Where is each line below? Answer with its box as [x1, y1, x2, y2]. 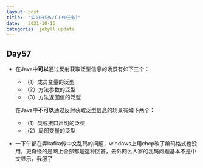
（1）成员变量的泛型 [24, 79, 75, 86]
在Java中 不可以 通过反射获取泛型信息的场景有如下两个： [15, 107, 156, 114]
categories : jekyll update [6, 26, 75, 32]
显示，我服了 [20, 155, 53, 163]
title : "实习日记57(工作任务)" [6, 15, 81, 21]
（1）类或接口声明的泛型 [24, 119, 86, 127]
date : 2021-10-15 [6, 20, 56, 26]
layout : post [6, 9, 40, 15]
